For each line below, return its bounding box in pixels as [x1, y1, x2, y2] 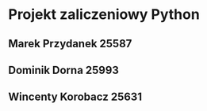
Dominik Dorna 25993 [8, 63, 119, 76]
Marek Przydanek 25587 [8, 37, 132, 50]
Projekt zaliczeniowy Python [8, 6, 200, 24]
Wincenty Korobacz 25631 [8, 91, 143, 104]
